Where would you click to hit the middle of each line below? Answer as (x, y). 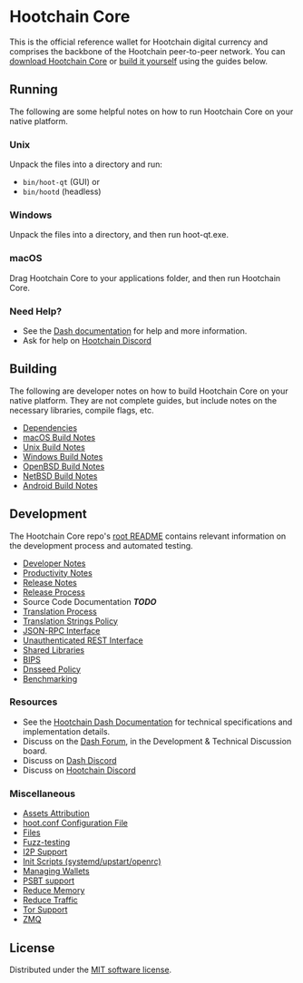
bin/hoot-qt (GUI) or (61, 182)
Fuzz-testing (46, 842)
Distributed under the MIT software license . (91, 969)
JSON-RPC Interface (61, 630)
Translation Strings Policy (70, 621)
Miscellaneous (42, 793)
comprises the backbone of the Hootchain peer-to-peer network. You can (147, 51)
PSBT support (49, 881)
